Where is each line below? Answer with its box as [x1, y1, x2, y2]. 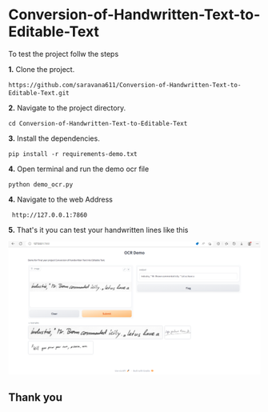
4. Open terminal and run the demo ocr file [8, 164, 150, 174]
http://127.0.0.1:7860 [11, 210, 88, 219]
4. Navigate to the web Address [8, 194, 114, 204]
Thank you [8, 390, 62, 404]
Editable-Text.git [8, 89, 70, 97]
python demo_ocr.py [8, 180, 74, 189]
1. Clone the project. [8, 64, 75, 74]
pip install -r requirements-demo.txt [8, 150, 138, 158]
